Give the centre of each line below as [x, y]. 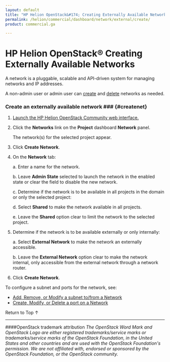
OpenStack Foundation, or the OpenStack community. [62, 354]
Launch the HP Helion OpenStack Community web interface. [76, 118]
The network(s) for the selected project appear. [62, 137]
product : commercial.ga [30, 24]
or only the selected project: [42, 197]
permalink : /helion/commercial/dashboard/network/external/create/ [78, 19]
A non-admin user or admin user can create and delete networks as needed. [85, 94]
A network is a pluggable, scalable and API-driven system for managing [80, 79]
